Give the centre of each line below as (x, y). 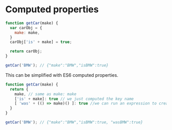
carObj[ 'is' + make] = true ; (41, 42)
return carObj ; (26, 51)
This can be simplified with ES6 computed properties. (62, 75)
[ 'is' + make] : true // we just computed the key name (74, 99)
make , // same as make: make (46, 94)
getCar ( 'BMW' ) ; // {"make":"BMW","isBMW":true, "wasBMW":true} (74, 122)
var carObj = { (26, 28)
